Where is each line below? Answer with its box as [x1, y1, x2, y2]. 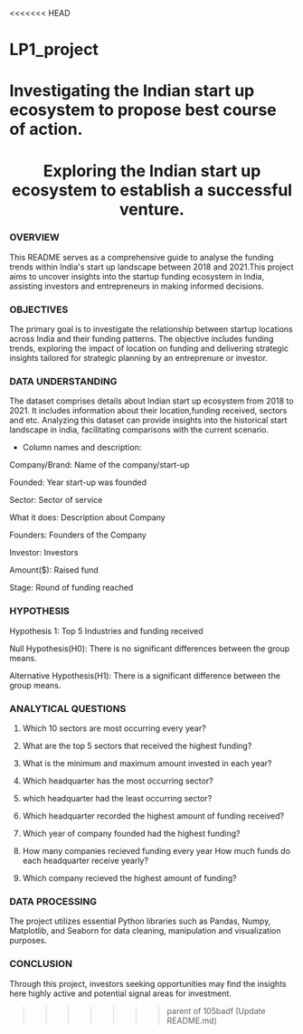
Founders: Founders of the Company [9, 529, 147, 541]
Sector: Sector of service [9, 495, 103, 506]
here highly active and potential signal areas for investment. [9, 988, 232, 999]
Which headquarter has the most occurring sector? [22, 775, 214, 786]
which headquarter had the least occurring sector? [22, 793, 213, 804]
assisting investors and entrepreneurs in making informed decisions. [9, 280, 265, 291]
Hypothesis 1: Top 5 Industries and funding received [9, 625, 204, 636]
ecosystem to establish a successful [12, 180, 292, 200]
